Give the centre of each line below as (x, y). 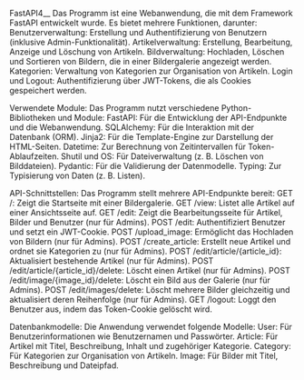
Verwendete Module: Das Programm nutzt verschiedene (114, 108)
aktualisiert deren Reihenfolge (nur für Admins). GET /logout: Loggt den (143, 300)
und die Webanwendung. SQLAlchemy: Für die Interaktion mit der (132, 127)
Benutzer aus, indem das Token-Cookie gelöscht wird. (111, 309)
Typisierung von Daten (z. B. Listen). (77, 175)
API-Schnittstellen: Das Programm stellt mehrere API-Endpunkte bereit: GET (151, 193)
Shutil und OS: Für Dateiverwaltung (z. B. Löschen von (162, 156)
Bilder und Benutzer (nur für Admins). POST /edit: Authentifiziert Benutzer (147, 222)
